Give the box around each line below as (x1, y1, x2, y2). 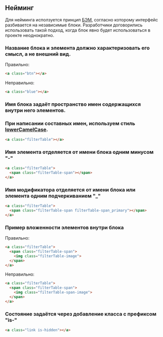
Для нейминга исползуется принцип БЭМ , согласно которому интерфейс (5, 17, 158, 22)
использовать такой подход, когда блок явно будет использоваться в (5, 27, 151, 33)
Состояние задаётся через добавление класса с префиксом (5, 310, 157, 317)
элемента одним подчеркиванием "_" (5, 192, 101, 199)
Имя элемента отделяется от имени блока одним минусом (5, 149, 154, 155)
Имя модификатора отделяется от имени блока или (5, 186, 136, 193)
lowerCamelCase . (5, 126, 49, 133)
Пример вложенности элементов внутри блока (5, 224, 124, 231)
